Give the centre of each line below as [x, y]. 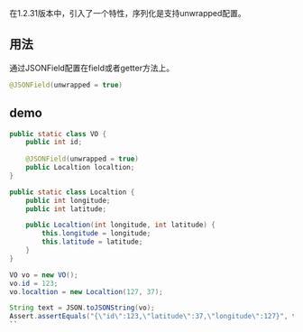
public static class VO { [58, 134]
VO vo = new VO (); [44, 275]
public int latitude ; [66, 209]
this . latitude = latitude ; [92, 242]
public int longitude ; [68, 200]
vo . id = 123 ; [34, 283]
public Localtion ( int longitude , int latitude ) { [121, 225]
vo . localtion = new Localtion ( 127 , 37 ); [87, 291]
